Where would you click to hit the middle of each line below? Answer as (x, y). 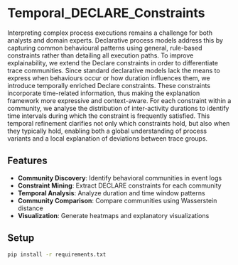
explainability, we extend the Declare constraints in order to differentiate (113, 63)
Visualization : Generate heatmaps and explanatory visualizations (113, 215)
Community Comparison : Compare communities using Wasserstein (117, 200)
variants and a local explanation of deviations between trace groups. (108, 138)
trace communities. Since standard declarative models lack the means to (114, 70)
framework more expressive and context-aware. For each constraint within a (119, 100)
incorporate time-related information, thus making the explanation (104, 93)
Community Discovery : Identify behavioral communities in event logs (120, 178)
